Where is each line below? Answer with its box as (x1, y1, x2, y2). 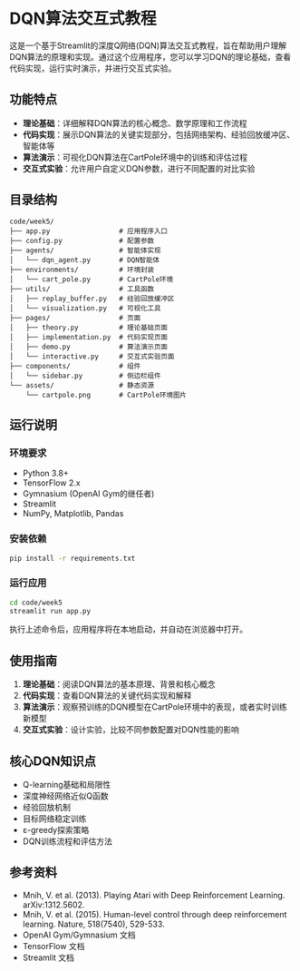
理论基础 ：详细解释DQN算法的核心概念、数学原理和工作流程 (22, 117, 247, 128)
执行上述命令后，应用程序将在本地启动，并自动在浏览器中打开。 (9, 623, 247, 635)
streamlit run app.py (9, 606, 92, 615)
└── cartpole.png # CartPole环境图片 (25, 390, 188, 399)
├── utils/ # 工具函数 (9, 284, 155, 293)
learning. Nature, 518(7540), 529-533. (22, 918, 165, 929)
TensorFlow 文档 (22, 940, 85, 951)
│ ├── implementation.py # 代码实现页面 (9, 332, 168, 341)
